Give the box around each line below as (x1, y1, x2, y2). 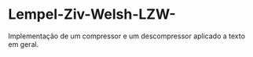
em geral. (8, 39, 39, 48)
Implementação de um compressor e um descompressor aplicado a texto (8, 31, 246, 41)
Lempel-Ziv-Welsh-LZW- (8, 5, 176, 23)
